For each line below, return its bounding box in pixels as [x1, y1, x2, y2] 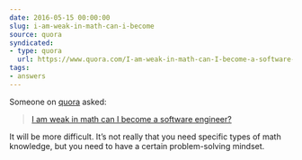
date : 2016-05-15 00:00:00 [9, 13, 111, 22]
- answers [9, 72, 47, 81]
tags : [9, 64, 30, 73]
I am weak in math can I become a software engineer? [31, 113, 232, 124]
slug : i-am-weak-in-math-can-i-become [9, 22, 155, 31]
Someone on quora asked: [9, 96, 107, 107]
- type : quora [9, 47, 63, 56]
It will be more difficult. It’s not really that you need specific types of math [9, 131, 281, 142]
